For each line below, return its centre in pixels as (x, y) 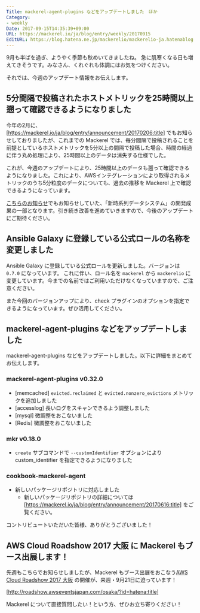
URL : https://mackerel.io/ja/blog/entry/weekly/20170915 (79, 34)
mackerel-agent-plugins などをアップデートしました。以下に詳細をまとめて (99, 356)
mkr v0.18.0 (24, 439)
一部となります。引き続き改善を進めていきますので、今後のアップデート (105, 210)
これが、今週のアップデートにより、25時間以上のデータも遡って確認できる (98, 168)
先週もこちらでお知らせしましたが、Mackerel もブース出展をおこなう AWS (97, 572)
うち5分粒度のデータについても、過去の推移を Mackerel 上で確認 (112, 183)
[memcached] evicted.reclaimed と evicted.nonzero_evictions (93, 392)
